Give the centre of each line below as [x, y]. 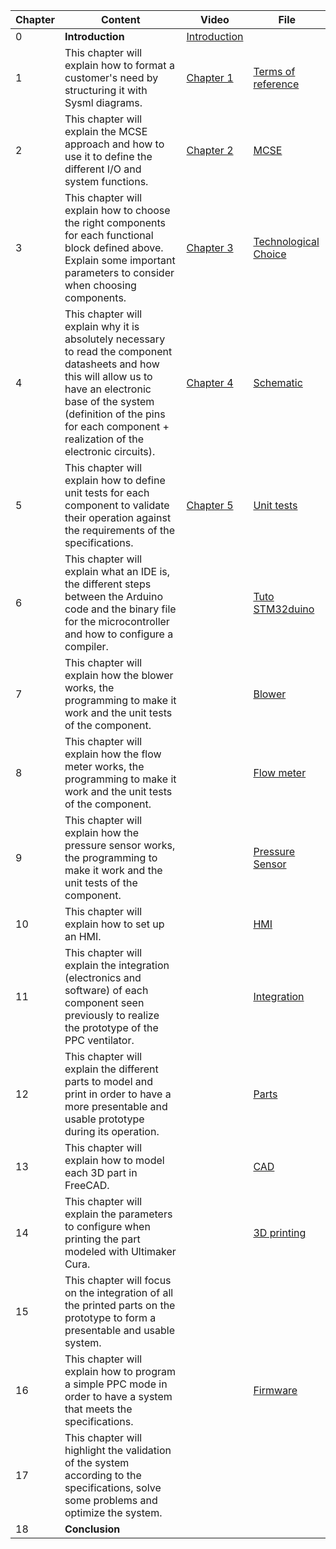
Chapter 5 [210, 505]
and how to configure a [119, 634]
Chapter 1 [210, 77]
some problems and [111, 1500]
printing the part [102, 1239]
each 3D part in [101, 1172]
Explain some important [120, 260]
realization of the [104, 439]
